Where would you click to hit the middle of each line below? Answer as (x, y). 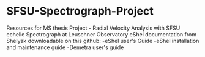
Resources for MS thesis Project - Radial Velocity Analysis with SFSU (93, 28)
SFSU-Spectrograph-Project (80, 11)
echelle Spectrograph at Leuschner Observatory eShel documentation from (102, 34)
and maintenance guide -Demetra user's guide (65, 47)
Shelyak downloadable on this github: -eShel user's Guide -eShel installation (103, 41)
